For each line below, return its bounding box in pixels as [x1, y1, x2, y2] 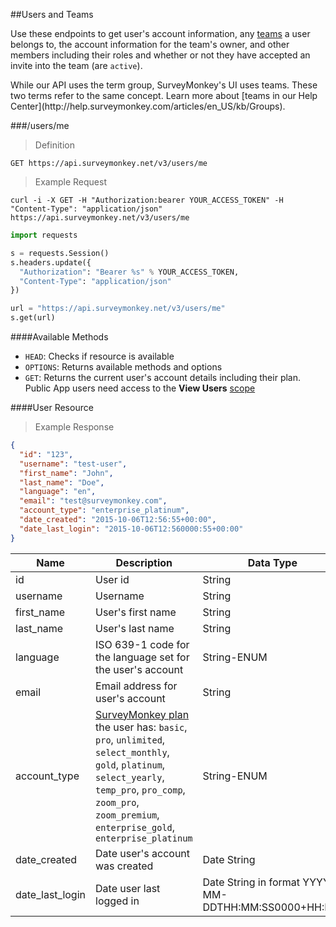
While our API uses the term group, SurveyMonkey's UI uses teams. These [10, 79, 318, 91]
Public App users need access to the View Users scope [24, 382, 256, 394]
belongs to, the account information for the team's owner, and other [10, 39, 290, 50]
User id [95, 572, 130, 586]
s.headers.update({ [10, 257, 92, 268]
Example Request [34, 176, 107, 188]
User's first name [95, 605, 177, 619]
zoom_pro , [95, 795, 140, 809]
